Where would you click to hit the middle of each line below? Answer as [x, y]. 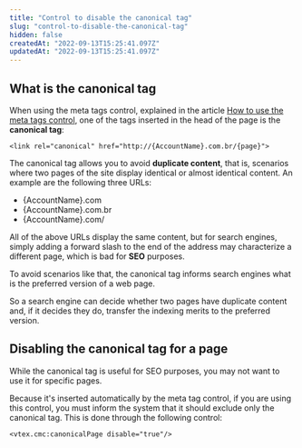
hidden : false [36, 35]
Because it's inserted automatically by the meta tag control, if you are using [151, 398]
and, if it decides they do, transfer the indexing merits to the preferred [140, 311]
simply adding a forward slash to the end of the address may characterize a [151, 246]
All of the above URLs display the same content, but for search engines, [144, 236]
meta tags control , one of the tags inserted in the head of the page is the [145, 120]
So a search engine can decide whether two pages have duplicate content [148, 301]
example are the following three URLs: [81, 182]
